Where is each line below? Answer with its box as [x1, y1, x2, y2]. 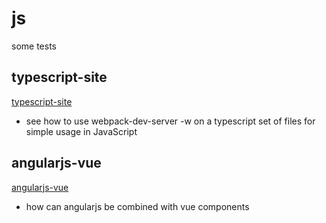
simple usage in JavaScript [25, 125, 138, 137]
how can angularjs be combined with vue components [25, 200, 250, 212]
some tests [11, 40, 57, 52]
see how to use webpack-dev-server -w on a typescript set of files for [25, 115, 316, 127]
